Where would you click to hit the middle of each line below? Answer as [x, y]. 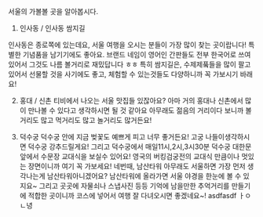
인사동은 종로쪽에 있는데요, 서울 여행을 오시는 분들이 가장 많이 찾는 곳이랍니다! [128, 45]
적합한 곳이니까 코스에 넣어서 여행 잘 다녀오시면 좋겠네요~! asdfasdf [132, 195]
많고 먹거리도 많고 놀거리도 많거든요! [96, 120]
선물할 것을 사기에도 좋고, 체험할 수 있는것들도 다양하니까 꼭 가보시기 [133, 74]
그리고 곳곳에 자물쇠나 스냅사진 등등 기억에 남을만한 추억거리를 [134, 186]
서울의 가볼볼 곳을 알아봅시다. [53, 11]
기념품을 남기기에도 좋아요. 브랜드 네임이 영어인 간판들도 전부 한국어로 [130, 54]
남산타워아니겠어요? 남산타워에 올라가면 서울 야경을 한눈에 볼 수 [144, 176]
